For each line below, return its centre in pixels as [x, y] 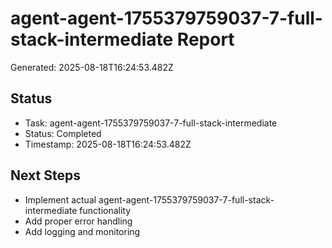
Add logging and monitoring [82, 231]
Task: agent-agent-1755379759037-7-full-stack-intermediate [151, 123]
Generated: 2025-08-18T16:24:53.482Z [92, 67]
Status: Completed [63, 133]
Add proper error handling [78, 221]
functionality [105, 210]
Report [205, 39]
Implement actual [60, 199]
